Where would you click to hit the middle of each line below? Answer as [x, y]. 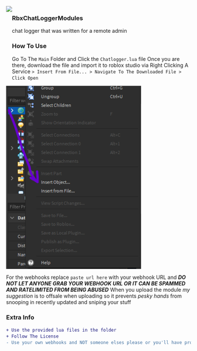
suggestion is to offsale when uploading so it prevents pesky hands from [94, 296]
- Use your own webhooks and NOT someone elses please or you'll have [94, 342]
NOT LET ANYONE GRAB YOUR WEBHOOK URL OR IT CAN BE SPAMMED [96, 283]
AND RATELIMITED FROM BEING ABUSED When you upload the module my [98, 289]
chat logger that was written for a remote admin [69, 31]
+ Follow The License [33, 336]
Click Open [25, 78]
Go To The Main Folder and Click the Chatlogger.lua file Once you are [96, 59]
